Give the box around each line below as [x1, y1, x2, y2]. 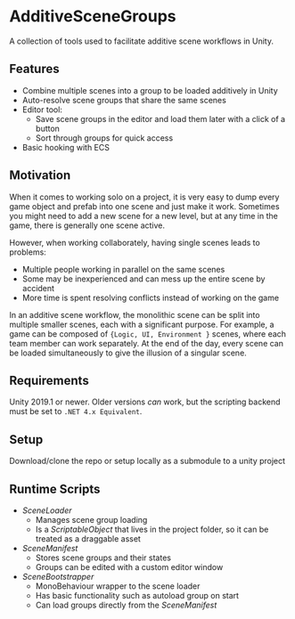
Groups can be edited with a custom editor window [35, 562, 224, 572]
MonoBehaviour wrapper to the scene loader [35, 581, 201, 591]
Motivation [9, 167, 71, 183]
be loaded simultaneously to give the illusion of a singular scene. [9, 347, 247, 358]
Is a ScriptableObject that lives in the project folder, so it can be [35, 524, 269, 534]
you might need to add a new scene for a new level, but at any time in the [9, 210, 278, 221]
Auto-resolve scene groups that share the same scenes [21, 94, 227, 105]
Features [9, 61, 60, 77]
